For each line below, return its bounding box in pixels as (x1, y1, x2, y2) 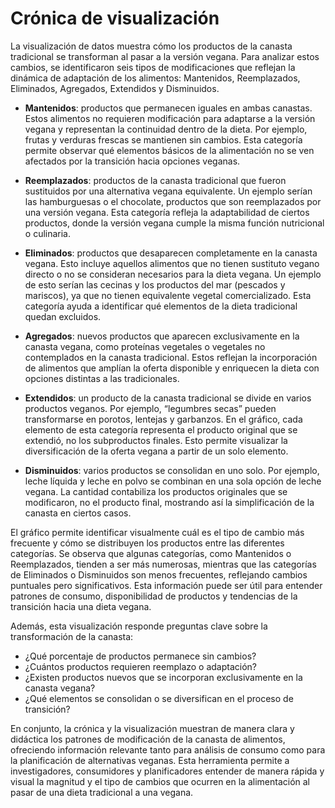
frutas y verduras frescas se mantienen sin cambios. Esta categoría (24, 133, 303, 146)
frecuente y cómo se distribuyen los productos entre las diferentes (10, 537, 285, 549)
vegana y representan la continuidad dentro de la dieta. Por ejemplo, (24, 123, 308, 135)
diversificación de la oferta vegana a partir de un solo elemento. (24, 445, 289, 457)
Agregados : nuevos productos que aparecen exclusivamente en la (24, 330, 300, 342)
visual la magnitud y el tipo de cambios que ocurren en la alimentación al (10, 775, 311, 787)
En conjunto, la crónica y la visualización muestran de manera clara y (10, 722, 295, 734)
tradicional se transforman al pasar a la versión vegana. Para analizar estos (10, 50, 320, 62)
